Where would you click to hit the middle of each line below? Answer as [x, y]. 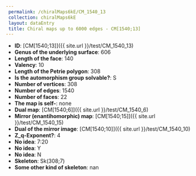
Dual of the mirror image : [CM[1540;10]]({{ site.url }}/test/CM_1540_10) [102, 129]
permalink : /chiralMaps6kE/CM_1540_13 [57, 12]
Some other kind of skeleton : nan [56, 168]
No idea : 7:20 [31, 142]
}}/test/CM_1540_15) [39, 123]
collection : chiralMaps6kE [42, 17]
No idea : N [28, 155]
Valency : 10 [29, 65]
